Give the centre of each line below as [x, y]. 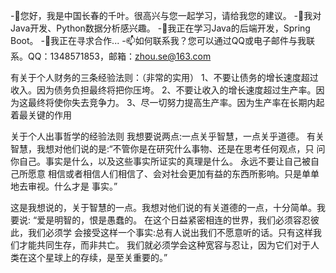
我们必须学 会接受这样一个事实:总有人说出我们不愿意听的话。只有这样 [170, 232]
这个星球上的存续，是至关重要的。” [97, 257]
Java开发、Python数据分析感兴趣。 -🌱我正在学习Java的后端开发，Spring [160, 28]
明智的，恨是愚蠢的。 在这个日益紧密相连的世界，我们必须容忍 [183, 220]
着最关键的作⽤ [41, 115]
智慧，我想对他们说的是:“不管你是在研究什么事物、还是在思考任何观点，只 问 [168, 148]
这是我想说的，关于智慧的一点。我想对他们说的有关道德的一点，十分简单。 [163, 207]
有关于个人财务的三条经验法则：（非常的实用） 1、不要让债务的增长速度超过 [164, 77]
